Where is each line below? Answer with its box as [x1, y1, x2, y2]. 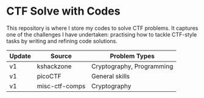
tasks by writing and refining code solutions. [6, 37, 118, 44]
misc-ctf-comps [37, 82, 86, 90]
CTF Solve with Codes [6, 4, 121, 18]
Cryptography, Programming [91, 62, 174, 71]
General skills [91, 72, 130, 80]
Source [51, 52, 72, 60]
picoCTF [37, 72, 62, 80]
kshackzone [37, 62, 72, 71]
